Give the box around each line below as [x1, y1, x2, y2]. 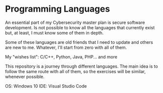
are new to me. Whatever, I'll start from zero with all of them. [5, 44, 127, 50]
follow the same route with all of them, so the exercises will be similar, [5, 68, 146, 74]
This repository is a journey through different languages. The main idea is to [5, 63, 158, 69]
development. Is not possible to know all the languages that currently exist [5, 24, 155, 30]
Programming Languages [5, 3, 110, 15]
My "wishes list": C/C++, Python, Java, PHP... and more [5, 54, 117, 59]
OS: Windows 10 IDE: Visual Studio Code [5, 83, 87, 89]
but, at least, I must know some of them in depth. [5, 30, 104, 36]
